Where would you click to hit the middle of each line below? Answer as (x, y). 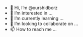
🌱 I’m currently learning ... (37, 18)
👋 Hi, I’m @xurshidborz (34, 8)
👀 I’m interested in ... (31, 13)
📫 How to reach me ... (33, 29)
